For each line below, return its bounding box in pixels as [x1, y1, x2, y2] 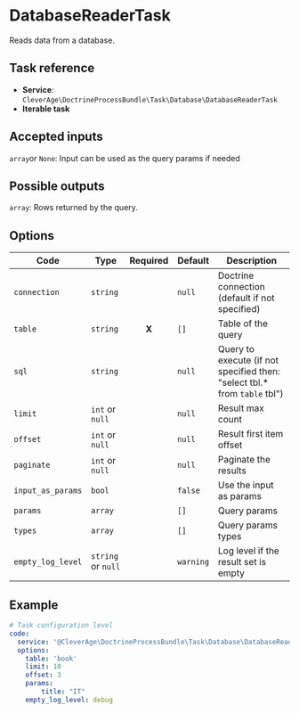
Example [9, 597, 59, 612]
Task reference [9, 61, 95, 76]
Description [226, 255, 278, 267]
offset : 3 [25, 670, 62, 680]
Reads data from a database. [9, 35, 116, 45]
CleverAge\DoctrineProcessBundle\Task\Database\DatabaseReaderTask [21, 95, 278, 104]
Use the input [217, 479, 274, 491]
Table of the [217, 317, 269, 330]
